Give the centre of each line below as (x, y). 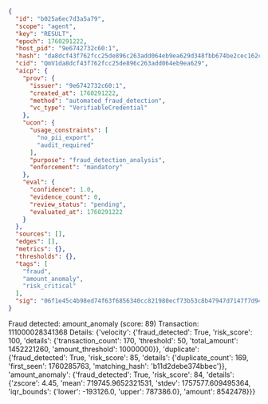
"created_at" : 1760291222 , (74, 93)
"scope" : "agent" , (46, 26)
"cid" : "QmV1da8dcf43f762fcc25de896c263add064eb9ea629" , (112, 64)
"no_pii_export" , (65, 137)
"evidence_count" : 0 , (65, 197)
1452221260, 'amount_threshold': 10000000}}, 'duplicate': (104, 349)
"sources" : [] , (41, 234)
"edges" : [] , (37, 242)
